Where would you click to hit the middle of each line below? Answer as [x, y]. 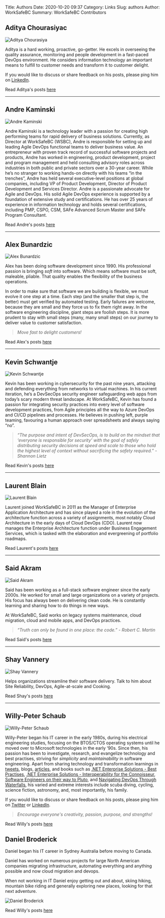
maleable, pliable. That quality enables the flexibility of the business [74, 276]
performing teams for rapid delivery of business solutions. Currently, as [77, 136]
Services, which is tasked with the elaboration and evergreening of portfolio [82, 534]
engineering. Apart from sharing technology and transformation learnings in [82, 764]
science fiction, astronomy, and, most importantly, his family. [67, 790]
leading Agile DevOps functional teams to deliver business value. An [74, 147]
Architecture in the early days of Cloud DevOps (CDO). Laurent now [74, 523]
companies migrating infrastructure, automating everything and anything [79, 866]
